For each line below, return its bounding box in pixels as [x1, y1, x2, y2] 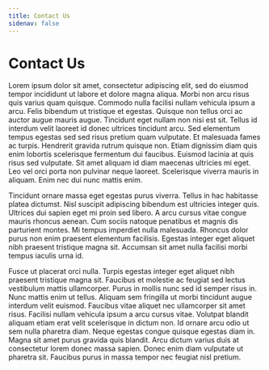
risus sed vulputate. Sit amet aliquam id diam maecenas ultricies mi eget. [8, 158, 251, 168]
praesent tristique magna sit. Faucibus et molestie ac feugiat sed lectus [8, 275, 246, 285]
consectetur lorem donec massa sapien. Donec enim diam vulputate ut [8, 344, 244, 354]
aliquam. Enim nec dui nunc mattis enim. [8, 175, 143, 185]
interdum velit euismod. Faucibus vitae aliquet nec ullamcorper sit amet [8, 301, 246, 311]
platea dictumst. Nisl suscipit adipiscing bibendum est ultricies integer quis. [8, 200, 260, 209]
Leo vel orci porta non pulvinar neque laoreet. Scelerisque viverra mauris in [8, 166, 259, 176]
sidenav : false [8, 19, 60, 27]
